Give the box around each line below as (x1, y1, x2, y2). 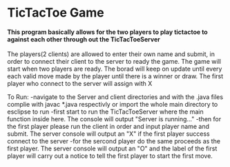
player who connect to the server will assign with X (7, 79, 153, 87)
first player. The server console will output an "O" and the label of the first (7, 144, 218, 152)
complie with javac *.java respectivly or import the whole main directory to (7, 100, 218, 108)
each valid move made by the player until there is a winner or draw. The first (7, 71, 224, 80)
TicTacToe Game (7, 5, 105, 21)
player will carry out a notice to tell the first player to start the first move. (7, 151, 213, 160)
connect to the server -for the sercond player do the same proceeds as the (7, 137, 221, 145)
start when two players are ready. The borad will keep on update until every (7, 64, 222, 73)
